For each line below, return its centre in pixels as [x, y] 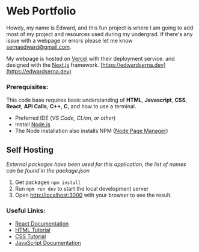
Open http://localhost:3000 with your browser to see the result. [93, 195]
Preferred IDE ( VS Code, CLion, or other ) [65, 118]
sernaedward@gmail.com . [39, 47]
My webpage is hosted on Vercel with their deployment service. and [91, 58]
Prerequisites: [27, 87]
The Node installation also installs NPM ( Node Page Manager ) [91, 131]
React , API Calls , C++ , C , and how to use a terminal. [71, 106]
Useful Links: [26, 211]
